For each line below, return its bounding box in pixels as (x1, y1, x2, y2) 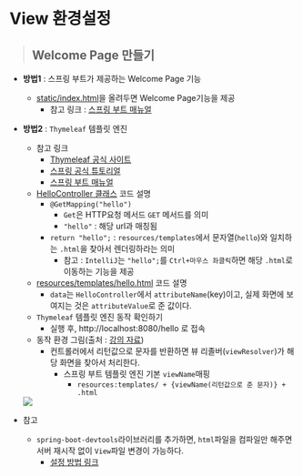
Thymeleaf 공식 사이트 (49, 154, 132, 165)
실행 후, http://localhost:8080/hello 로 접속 (49, 323, 207, 333)
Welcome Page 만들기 (31, 47, 155, 63)
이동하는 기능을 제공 (63, 266, 135, 277)
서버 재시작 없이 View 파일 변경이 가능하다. (35, 445, 185, 456)
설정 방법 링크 (49, 457, 99, 467)
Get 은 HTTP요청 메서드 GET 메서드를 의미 (63, 209, 209, 219)
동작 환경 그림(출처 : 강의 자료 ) (35, 334, 145, 345)
